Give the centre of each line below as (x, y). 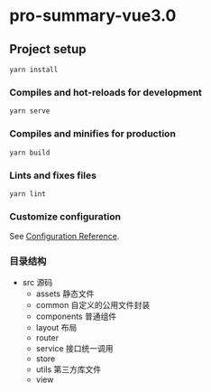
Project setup (48, 49)
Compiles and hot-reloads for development (106, 92)
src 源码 (37, 283)
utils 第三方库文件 (69, 369)
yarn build (30, 153)
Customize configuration (65, 216)
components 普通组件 (76, 316)
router (47, 338)
